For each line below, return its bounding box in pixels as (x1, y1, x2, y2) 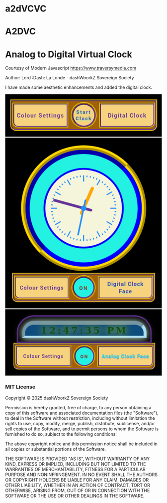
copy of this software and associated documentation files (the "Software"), (5, 410, 159, 416)
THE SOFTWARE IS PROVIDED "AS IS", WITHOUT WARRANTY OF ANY (5, 456, 150, 462)
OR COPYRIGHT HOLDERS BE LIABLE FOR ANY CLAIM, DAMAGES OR (5, 477, 149, 483)
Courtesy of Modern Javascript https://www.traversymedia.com (5, 65, 137, 71)
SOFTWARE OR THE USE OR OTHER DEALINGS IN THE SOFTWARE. (5, 493, 145, 499)
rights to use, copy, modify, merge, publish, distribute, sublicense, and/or (5, 420, 155, 426)
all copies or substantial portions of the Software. (5, 446, 106, 452)
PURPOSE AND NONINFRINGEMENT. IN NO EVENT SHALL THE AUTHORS (5, 472, 158, 478)
